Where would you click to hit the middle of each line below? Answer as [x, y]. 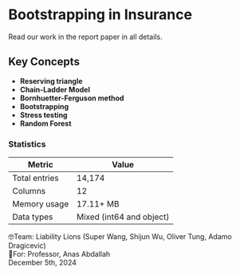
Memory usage [41, 204]
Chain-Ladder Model [55, 89]
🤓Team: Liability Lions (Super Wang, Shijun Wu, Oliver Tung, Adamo [120, 237]
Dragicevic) [27, 246]
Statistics [27, 143]
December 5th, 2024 [43, 263]
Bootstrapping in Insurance [100, 15]
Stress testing [43, 115]
